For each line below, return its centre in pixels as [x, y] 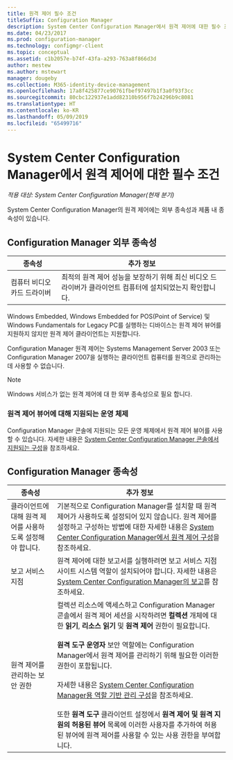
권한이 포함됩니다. [84, 666]
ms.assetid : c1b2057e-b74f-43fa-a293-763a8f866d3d [82, 59]
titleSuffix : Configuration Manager [60, 20]
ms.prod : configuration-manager [54, 40]
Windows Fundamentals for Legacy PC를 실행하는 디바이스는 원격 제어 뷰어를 [114, 325]
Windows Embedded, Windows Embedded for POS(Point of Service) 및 [109, 316]
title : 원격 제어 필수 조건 [42, 14]
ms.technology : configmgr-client [55, 46]
